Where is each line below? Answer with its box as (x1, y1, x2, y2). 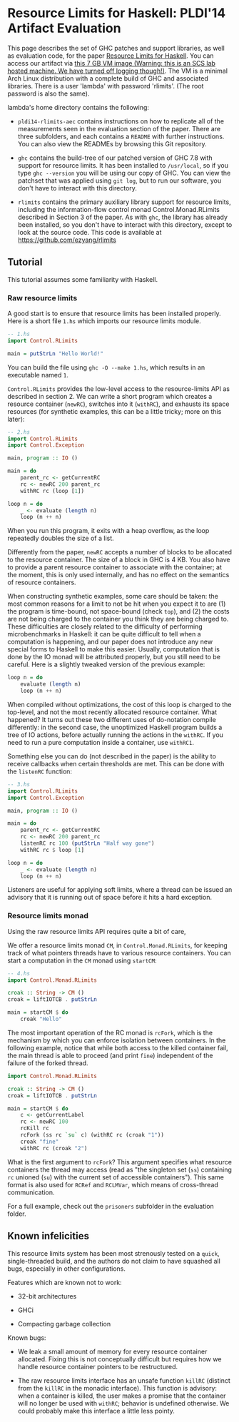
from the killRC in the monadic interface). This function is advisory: (17, 1383, 218, 1392)
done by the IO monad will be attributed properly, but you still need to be (7, 653, 221, 661)
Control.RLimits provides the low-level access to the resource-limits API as (7, 384, 230, 393)
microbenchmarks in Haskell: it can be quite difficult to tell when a (7, 630, 201, 639)
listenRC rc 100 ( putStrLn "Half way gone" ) (20, 840, 155, 847)
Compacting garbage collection (17, 1319, 111, 1328)
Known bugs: (7, 1333, 46, 1342)
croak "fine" (20, 1138, 59, 1145)
